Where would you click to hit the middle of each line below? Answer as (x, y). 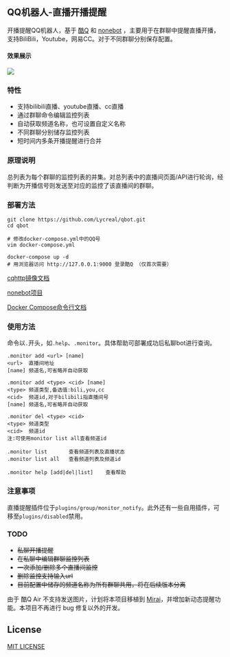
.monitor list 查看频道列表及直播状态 (66, 452)
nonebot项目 (25, 292)
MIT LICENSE (26, 646)
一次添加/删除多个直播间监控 (57, 567)
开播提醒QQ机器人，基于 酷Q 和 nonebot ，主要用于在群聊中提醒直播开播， (113, 30)
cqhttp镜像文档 (28, 278)
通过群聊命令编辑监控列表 (53, 115)
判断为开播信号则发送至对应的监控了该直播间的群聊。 (82, 185)
